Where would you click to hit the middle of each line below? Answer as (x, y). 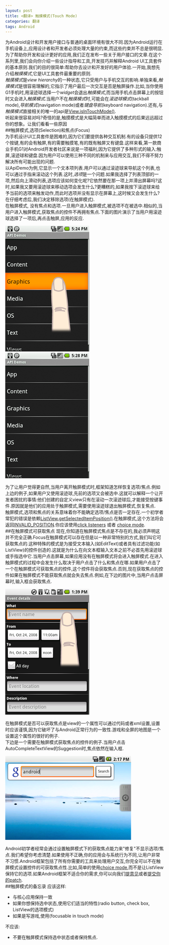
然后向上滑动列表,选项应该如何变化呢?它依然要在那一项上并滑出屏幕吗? (84, 181)
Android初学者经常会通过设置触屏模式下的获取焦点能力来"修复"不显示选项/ (82, 849)
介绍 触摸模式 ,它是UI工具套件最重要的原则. (49, 74)
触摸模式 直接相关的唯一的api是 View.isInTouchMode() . (61, 111)
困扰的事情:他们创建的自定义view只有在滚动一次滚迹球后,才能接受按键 (86, 500)
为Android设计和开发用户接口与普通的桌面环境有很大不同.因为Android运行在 (84, 42)
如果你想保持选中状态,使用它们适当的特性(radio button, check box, (81, 903)
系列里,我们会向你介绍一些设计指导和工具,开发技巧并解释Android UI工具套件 (84, 61)
